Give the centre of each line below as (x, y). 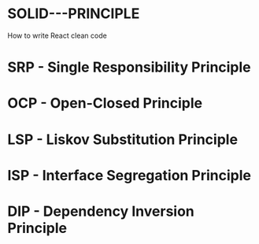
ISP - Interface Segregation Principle (129, 175)
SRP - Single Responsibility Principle (129, 67)
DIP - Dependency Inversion (101, 211)
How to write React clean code (57, 35)
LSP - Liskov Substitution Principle (122, 139)
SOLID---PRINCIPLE (74, 14)
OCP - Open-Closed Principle (105, 104)
